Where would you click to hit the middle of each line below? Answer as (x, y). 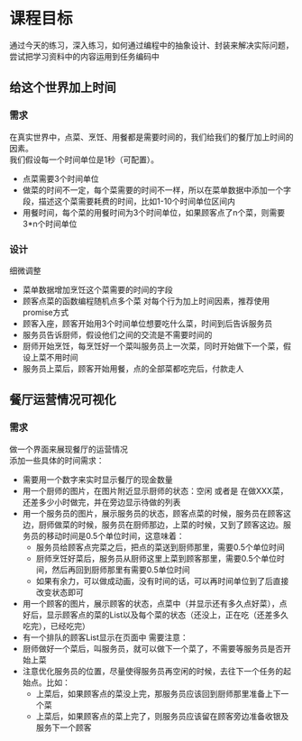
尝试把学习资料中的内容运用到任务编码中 (84, 56)
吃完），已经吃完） (56, 626)
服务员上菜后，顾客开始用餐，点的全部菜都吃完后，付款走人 (133, 368)
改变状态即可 (59, 592)
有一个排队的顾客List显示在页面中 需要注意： (105, 637)
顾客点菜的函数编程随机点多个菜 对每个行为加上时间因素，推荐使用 (146, 301)
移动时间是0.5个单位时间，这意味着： (115, 535)
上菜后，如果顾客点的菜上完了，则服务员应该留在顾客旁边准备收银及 (162, 716)
